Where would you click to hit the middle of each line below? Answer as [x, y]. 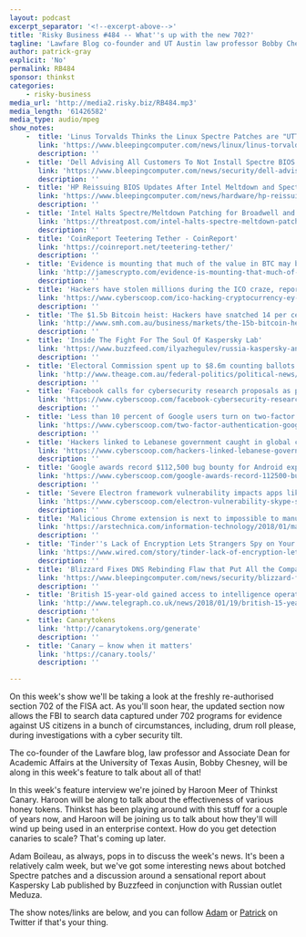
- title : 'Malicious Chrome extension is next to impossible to [153, 518]
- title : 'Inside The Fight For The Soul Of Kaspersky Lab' [144, 340]
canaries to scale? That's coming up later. [88, 838]
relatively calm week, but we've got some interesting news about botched [148, 866]
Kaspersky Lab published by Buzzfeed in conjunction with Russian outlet [146, 885]
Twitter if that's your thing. [59, 922]
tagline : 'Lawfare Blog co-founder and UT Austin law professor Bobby [146, 43]
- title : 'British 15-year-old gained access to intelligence [148, 595]
